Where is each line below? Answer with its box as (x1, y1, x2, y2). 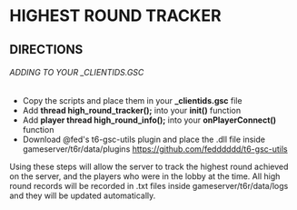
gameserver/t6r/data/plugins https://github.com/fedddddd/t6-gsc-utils (22, 143, 288, 155)
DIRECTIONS (9, 42, 84, 57)
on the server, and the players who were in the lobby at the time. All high (9, 170, 281, 182)
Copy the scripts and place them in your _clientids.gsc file (22, 95, 243, 105)
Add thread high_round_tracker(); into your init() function (22, 105, 242, 115)
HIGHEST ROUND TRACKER (9, 5, 222, 26)
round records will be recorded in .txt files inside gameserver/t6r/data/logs (9, 180, 289, 191)
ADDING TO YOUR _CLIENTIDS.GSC (9, 67, 144, 78)
